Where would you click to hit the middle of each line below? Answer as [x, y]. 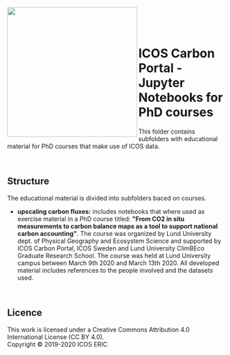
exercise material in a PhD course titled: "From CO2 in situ [101, 219]
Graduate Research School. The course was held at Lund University [114, 255]
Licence [25, 313]
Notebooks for [180, 98]
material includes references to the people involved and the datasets [115, 270]
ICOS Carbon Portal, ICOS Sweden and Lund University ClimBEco [111, 248]
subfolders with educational [178, 138]
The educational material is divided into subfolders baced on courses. [107, 198]
